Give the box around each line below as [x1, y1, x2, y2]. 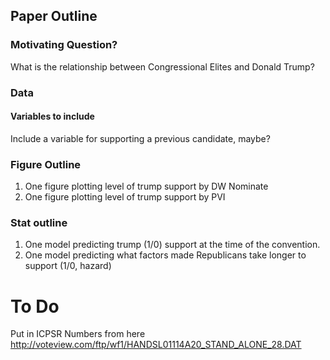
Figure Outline [10, 157, 82, 171]
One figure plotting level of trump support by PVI [24, 191, 226, 203]
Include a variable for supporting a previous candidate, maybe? [10, 132, 271, 144]
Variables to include [10, 110, 95, 123]
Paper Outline [10, 8, 98, 25]
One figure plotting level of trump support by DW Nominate [24, 180, 269, 193]
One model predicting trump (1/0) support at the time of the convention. [24, 239, 321, 251]
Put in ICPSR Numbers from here [10, 328, 146, 340]
